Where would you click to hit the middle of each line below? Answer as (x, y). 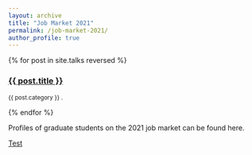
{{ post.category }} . (36, 97)
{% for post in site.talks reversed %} (68, 60)
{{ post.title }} (36, 81)
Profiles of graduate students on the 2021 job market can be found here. (126, 127)
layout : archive (35, 15)
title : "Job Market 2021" (51, 23)
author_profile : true (44, 38)
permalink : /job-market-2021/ (58, 30)
